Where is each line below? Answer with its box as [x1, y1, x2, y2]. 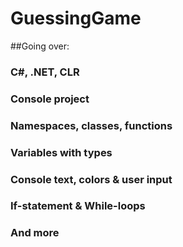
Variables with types [10, 145, 113, 159]
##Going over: [10, 40, 70, 52]
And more [10, 226, 60, 240]
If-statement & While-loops [10, 199, 146, 213]
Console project [10, 92, 90, 106]
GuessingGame [10, 7, 142, 30]
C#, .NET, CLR [10, 65, 80, 79]
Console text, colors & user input [10, 172, 173, 186]
